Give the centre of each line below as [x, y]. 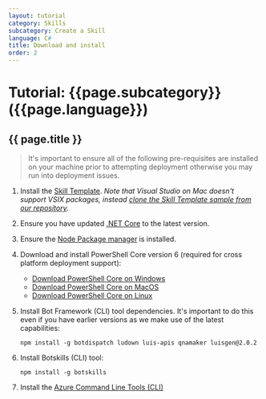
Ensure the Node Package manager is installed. [98, 239]
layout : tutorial [37, 16]
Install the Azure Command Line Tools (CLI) [92, 387]
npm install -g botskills [63, 373]
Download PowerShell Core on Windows [99, 278]
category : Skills [37, 23]
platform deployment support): [71, 263]
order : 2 [23, 53]
